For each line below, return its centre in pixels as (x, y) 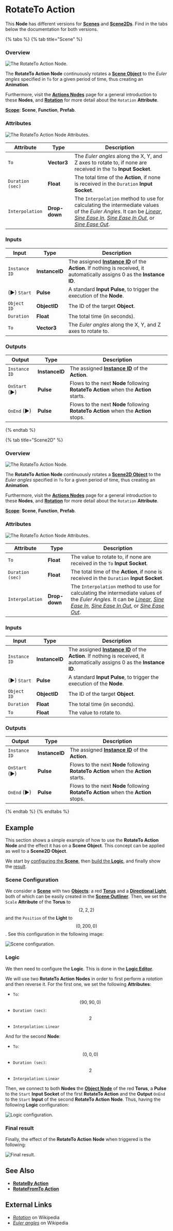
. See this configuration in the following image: (55, 934)
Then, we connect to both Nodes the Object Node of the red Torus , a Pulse (86, 1088)
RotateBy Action (31, 1183)
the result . (16, 867)
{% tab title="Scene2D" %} (34, 440)
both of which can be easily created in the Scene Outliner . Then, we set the (86, 896)
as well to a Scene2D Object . (37, 851)
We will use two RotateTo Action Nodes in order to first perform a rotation (84, 978)
